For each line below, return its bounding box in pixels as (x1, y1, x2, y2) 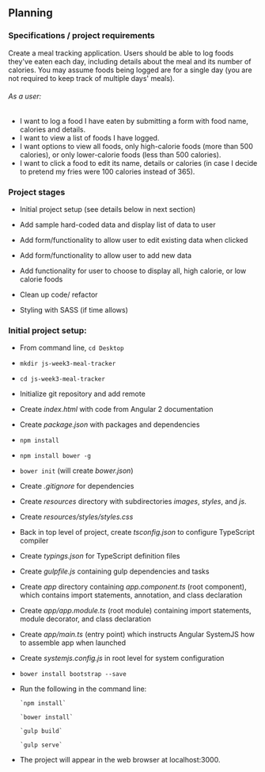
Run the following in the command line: (19, 684, 147, 693)
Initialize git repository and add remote (19, 389, 146, 399)
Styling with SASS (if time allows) (19, 305, 129, 315)
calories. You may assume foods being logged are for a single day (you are (8, 65, 252, 75)
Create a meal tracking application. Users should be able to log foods (8, 48, 234, 58)
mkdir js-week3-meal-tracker (19, 360, 116, 368)
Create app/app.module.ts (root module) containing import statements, (19, 606, 252, 616)
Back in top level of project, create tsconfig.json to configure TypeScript (19, 528, 255, 537)
